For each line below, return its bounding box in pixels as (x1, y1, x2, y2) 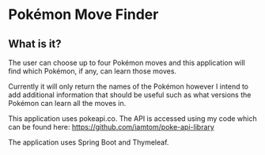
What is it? (8, 37, 62, 51)
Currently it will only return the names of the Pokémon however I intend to (8, 81, 249, 91)
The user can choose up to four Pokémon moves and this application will (8, 58, 245, 67)
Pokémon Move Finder (8, 6, 159, 24)
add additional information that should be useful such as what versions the (8, 90, 252, 100)
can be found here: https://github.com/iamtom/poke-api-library (8, 123, 215, 131)
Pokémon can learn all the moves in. (8, 99, 127, 108)
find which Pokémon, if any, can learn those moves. (8, 66, 176, 76)
